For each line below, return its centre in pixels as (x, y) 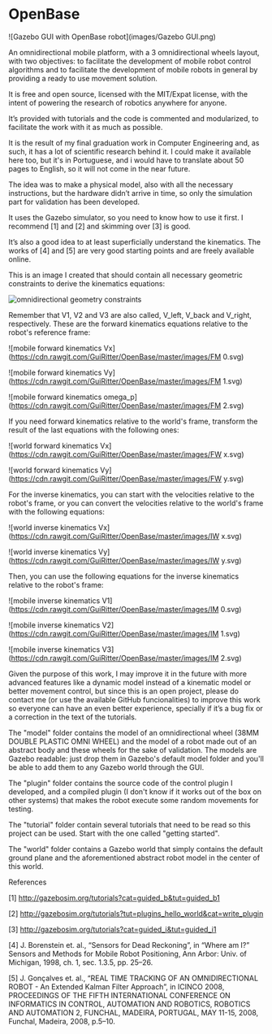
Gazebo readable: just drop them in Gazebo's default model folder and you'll (136, 758)
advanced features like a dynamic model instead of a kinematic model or (130, 682)
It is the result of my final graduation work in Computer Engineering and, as (134, 142)
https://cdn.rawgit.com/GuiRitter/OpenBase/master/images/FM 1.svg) (127, 381)
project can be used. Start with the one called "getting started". (114, 833)
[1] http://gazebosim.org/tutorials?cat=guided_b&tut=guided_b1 (114, 897)
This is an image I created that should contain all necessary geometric (126, 275)
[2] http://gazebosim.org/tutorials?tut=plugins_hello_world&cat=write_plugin (136, 913)
